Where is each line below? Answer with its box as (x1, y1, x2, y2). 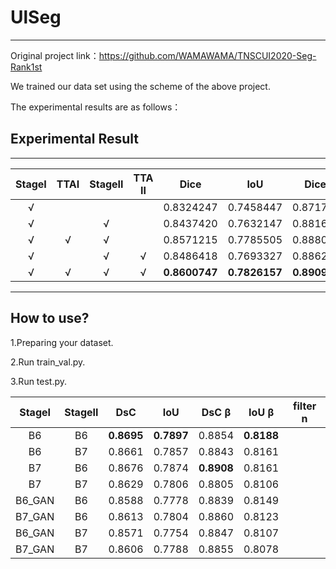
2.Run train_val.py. (10, 356, 86, 368)
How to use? (10, 310, 90, 327)
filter (293, 399, 317, 413)
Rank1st (10, 61, 43, 73)
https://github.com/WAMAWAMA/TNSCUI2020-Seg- (98, 49, 317, 61)
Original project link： (10, 49, 100, 61)
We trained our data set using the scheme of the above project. (10, 80, 271, 92)
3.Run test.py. (10, 375, 68, 387)
